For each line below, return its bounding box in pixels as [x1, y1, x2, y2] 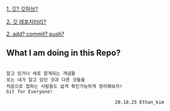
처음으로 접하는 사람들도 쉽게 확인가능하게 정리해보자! [6, 83, 123, 89]
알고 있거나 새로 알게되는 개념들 [6, 70, 76, 76]
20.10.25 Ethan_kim [115, 99, 165, 105]
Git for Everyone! [6, 89, 53, 95]
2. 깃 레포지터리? [6, 18, 47, 25]
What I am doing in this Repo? [6, 48, 121, 58]
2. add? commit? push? [6, 30, 65, 38]
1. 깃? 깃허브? [6, 5, 38, 12]
